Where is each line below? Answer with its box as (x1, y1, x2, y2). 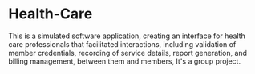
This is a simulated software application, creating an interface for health (8, 31, 246, 41)
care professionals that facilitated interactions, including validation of (8, 39, 237, 49)
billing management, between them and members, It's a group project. (8, 56, 241, 66)
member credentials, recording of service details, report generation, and (8, 48, 247, 57)
